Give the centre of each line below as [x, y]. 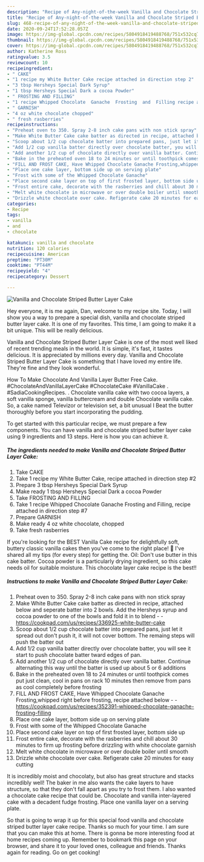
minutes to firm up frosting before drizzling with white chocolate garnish [106, 745]
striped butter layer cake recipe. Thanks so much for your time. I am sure [98, 826]
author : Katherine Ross [37, 52]
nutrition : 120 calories [38, 248]
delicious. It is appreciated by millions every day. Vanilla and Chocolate [95, 355]
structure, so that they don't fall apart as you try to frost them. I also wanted [101, 789]
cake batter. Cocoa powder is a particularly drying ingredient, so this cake [99, 561]
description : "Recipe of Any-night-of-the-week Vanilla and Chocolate [98, 12]
